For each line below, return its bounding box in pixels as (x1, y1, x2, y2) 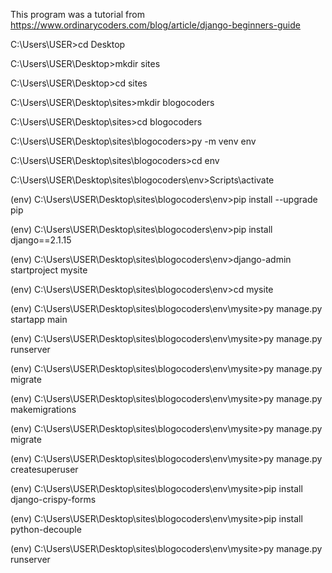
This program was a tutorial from (10, 9, 145, 20)
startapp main (10, 314, 68, 325)
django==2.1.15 (10, 234, 72, 246)
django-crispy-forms (10, 494, 97, 505)
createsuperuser (10, 464, 79, 475)
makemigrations (10, 404, 77, 415)
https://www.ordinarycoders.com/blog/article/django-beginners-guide (10, 19, 301, 31)
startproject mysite (10, 264, 88, 276)
